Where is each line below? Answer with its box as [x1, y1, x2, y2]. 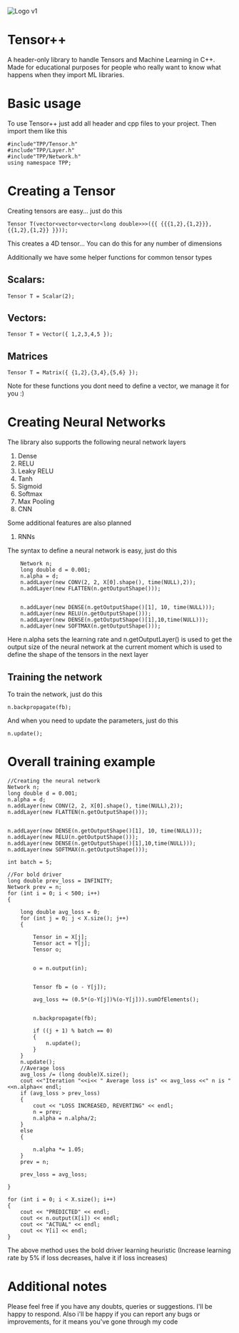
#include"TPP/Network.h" [7, 153, 81, 160]
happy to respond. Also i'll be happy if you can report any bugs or [7, 1309, 200, 1318]
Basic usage [7, 96, 81, 112]
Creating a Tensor [7, 183, 116, 199]
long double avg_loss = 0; [20, 908, 101, 915]
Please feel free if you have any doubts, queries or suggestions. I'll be [7, 1302, 213, 1310]
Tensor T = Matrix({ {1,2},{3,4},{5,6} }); [7, 369, 139, 376]
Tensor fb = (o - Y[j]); [33, 983, 107, 990]
